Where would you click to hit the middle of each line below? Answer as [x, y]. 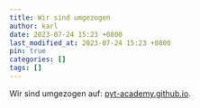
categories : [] [38, 59]
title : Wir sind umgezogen [60, 18]
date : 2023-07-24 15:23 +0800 [66, 34]
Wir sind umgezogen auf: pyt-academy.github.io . [100, 93]
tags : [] [26, 68]
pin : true [28, 51]
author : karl [34, 26]
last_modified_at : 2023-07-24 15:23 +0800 [90, 43]
